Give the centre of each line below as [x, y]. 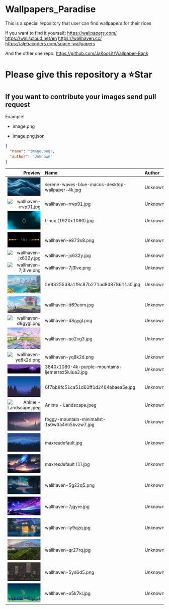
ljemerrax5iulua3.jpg [66, 372]
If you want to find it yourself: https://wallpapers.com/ [61, 33]
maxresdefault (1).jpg [67, 464]
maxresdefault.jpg [64, 443]
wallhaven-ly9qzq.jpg [68, 528]
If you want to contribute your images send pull [81, 97]
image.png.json [29, 136]
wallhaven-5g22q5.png [70, 485]
